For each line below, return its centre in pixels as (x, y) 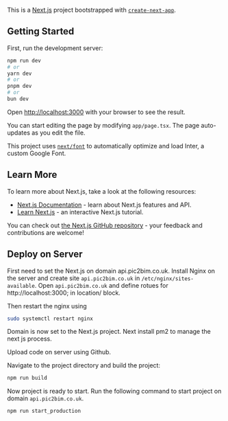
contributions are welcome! (46, 232)
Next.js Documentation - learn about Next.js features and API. (104, 205)
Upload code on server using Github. (59, 352)
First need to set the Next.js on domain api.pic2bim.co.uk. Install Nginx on (111, 271)
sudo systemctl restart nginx (50, 319)
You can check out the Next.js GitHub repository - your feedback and (105, 225)
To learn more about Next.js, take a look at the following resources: (102, 191)
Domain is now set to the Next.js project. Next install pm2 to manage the (109, 332)
